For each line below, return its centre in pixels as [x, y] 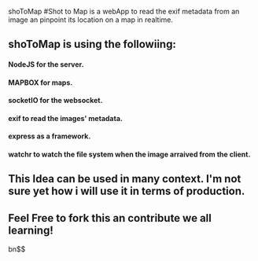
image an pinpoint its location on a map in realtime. [91, 20]
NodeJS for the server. [46, 64]
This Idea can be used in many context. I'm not [125, 179]
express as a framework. [50, 136]
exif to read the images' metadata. [66, 118]
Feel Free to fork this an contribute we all [110, 218]
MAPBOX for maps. [41, 83]
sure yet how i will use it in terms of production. [127, 191]
